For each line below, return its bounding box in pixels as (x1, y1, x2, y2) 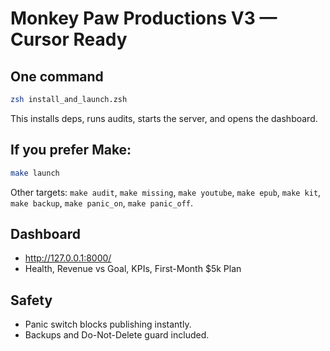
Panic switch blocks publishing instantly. (24, 318, 192, 331)
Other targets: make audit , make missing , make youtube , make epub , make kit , (10, 186, 322, 198)
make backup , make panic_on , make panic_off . (10, 197, 194, 209)
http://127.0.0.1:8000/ (24, 252, 112, 264)
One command (10, 68, 104, 85)
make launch (10, 168, 60, 178)
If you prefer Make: (10, 142, 132, 159)
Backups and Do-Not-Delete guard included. (24, 329, 210, 341)
